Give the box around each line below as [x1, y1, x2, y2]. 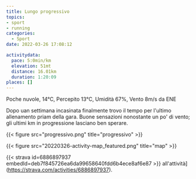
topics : [6, 14, 25, 20]
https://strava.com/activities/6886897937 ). [8, 166, 113, 174]
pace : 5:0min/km [11, 57, 51, 64]
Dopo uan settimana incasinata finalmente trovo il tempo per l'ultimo [6, 107, 172, 114]
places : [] [6, 79, 33, 85]
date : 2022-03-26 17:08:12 [6, 42, 72, 48]
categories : [6, 31, 35, 37]
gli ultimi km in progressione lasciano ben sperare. [6, 120, 128, 127]
